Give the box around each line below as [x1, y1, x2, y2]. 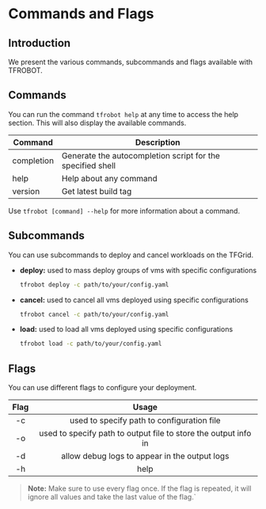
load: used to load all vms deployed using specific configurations [19, 325, 234, 334]
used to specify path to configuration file [70, 415, 221, 426]
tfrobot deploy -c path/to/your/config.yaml [19, 280, 169, 289]
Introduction [8, 36, 71, 50]
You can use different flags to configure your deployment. [8, 383, 197, 393]
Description [135, 136, 180, 147]
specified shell [61, 160, 116, 171]
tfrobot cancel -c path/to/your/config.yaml [19, 310, 169, 318]
